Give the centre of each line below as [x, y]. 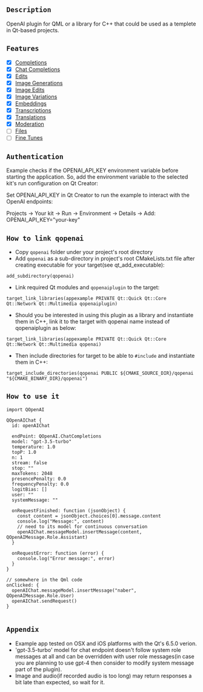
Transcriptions [33, 111]
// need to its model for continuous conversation [82, 526]
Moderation [29, 124]
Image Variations [36, 97]
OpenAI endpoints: [30, 202]
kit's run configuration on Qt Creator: [52, 183]
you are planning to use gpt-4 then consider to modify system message [105, 663]
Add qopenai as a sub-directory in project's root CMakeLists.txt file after [105, 259]
